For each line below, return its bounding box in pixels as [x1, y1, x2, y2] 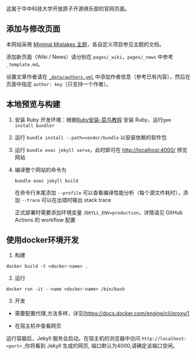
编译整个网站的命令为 [14, 166, 67, 173]
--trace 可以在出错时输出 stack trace [21, 196, 112, 203]
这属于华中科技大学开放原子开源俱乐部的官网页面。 [6, 5, 130, 12]
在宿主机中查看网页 [14, 323, 62, 330]
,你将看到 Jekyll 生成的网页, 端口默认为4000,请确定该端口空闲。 [23, 342, 178, 349]
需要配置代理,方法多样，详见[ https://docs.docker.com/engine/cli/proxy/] [14, 310, 190, 317]
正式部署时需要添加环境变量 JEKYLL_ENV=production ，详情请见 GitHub [14, 208, 183, 216]
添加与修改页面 [6, 24, 61, 34]
